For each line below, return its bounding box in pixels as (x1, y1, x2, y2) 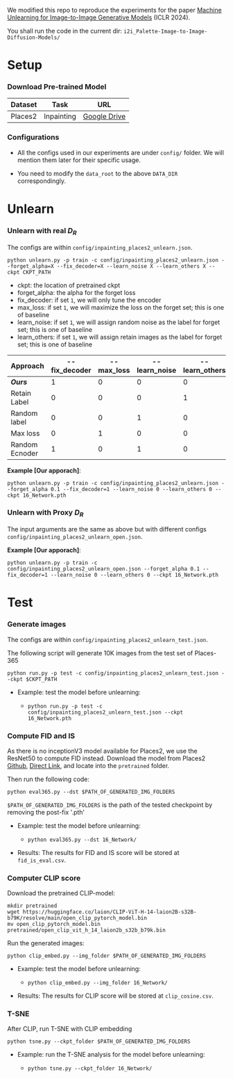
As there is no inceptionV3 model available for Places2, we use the (7, 746, 198, 755)
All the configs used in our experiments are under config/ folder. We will (17, 148, 224, 157)
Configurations (7, 132, 60, 142)
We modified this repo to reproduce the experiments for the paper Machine (7, 6, 222, 14)
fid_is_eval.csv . (17, 856, 67, 864)
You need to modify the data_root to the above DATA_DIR (17, 169, 178, 177)
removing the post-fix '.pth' (7, 808, 85, 816)
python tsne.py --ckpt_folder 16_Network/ (27, 1065, 153, 1072)
